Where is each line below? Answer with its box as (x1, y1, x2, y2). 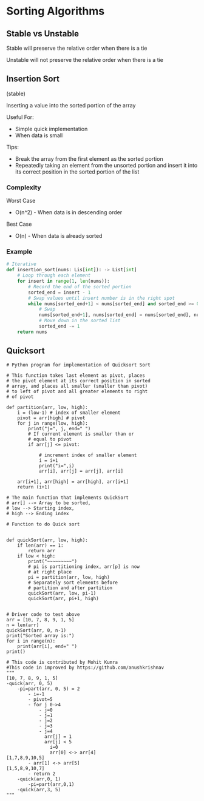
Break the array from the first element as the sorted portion (15, 155, 163, 162)
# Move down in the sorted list (38, 317, 121, 324)
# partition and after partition (28, 584, 113, 591)
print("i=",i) (38, 462, 75, 468)
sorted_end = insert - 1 (28, 289, 91, 296)
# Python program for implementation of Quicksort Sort (6, 362, 151, 368)
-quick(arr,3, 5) (17, 786, 61, 793)
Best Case (6, 220, 32, 228)
